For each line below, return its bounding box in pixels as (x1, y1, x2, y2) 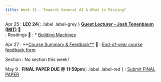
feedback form (5, 46, 36, 52)
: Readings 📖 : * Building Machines (5, 31, 76, 37)
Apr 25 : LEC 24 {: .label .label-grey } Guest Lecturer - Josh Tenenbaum (5, 21, 154, 27)
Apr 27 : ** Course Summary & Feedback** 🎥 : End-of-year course (5, 41, 143, 47)
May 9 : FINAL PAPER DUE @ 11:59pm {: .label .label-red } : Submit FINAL (5, 66, 156, 72)
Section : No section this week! (5, 56, 69, 62)
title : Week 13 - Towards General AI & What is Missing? (5, 7, 126, 12)
